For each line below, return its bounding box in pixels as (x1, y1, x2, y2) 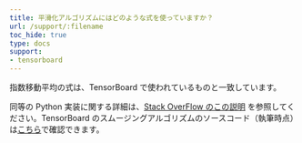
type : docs (9, 38, 51, 48)
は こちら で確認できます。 (9, 124, 105, 135)
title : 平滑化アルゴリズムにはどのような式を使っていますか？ (9, 13, 214, 23)
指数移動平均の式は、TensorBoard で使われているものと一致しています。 (9, 82, 282, 92)
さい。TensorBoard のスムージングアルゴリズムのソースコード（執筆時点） (16, 113, 295, 123)
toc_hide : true (9, 30, 67, 39)
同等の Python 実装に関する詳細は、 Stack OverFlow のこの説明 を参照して (9, 101, 287, 112)
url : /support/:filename (9, 22, 104, 31)
